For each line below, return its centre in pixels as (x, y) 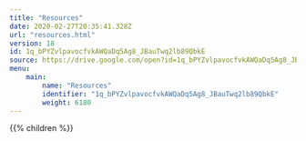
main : (36, 77)
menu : (20, 69)
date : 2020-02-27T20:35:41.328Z (71, 26)
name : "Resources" (77, 86)
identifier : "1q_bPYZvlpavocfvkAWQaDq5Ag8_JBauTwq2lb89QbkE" (161, 94)
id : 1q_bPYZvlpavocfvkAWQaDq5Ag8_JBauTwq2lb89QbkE (107, 52)
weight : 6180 (67, 102)
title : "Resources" (46, 18)
